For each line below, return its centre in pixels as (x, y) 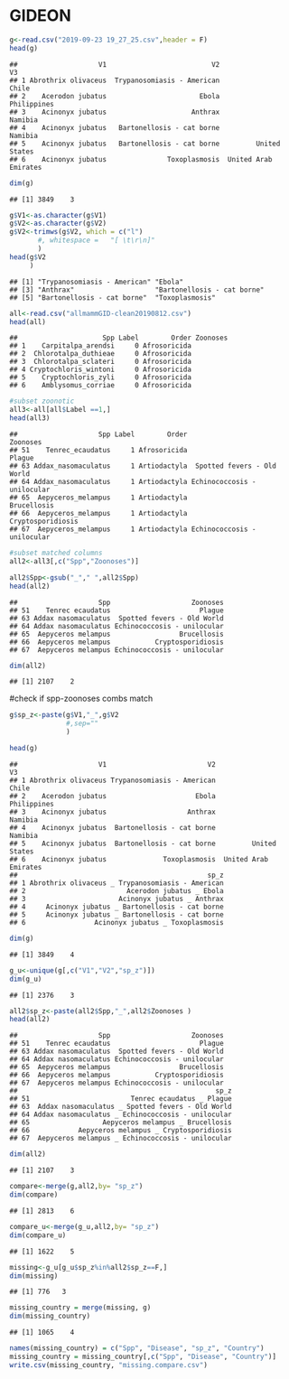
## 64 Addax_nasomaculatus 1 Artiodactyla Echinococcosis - (133, 482)
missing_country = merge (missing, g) (80, 1308)
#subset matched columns (56, 553)
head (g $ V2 (28, 257)
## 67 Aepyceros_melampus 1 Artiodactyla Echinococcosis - (133, 529)
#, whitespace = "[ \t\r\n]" (96, 240)
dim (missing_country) (50, 1316)
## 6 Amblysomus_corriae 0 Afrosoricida (101, 386)
